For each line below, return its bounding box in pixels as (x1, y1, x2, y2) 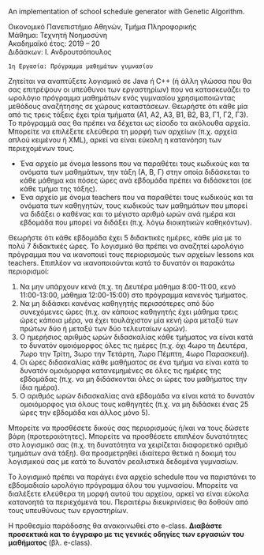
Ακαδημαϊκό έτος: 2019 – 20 (8, 39, 100, 48)
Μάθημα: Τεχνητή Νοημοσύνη (8, 31, 108, 40)
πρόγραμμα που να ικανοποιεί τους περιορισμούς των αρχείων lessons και (8, 250, 255, 259)
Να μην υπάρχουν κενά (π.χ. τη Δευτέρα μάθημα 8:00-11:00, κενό (19, 282, 236, 291)
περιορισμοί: (8, 266, 50, 276)
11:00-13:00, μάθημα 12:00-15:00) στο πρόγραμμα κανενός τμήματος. (19, 290, 248, 300)
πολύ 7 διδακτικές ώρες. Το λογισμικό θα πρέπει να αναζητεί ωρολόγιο (8, 241, 244, 251)
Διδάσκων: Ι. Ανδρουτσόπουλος (8, 47, 112, 56)
